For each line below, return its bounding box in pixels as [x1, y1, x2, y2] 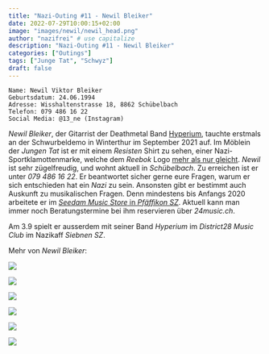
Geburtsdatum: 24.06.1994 [8, 94, 95, 102]
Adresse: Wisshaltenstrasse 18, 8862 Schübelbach [8, 100, 179, 109]
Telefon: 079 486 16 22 [8, 107, 89, 115]
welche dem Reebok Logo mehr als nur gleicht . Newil [84, 154, 261, 164]
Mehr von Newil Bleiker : [8, 245, 87, 255]
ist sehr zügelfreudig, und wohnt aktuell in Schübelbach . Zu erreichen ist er [8, 163, 259, 173]
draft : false [8, 65, 52, 73]
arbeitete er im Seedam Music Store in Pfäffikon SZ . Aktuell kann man [8, 197, 240, 206]
